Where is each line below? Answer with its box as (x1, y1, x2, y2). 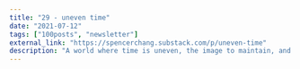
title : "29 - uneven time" (9, 13, 110, 22)
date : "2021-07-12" (9, 22, 83, 30)
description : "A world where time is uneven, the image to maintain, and (9, 47, 292, 56)
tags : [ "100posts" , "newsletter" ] (9, 30, 139, 39)
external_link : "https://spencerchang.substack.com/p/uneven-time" (9, 38, 268, 47)
